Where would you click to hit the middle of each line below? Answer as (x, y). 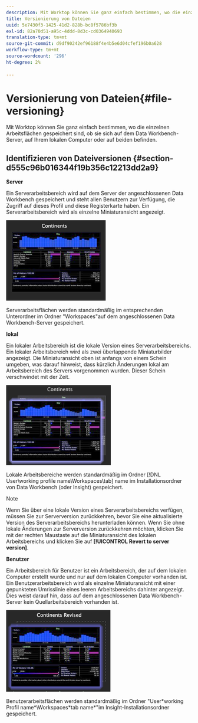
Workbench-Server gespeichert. (45, 323)
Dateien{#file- (136, 98)
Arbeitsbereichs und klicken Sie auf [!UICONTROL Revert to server (88, 542)
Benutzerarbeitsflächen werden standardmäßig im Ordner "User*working (95, 701)
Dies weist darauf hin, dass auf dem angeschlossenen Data (78, 596)
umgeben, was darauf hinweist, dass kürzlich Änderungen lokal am (88, 364)
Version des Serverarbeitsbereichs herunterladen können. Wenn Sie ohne (95, 523)
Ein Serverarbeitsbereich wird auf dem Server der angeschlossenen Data (95, 193)
